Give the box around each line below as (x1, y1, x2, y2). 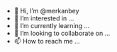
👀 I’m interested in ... (13, 14, 74, 22)
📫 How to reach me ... (13, 37, 80, 45)
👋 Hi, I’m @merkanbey (13, 7, 79, 15)
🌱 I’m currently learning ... (13, 22, 90, 30)
